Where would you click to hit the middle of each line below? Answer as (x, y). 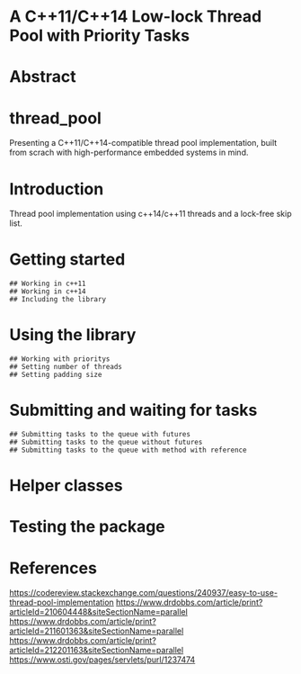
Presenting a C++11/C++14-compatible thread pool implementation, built (143, 143)
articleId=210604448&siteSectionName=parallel (99, 612)
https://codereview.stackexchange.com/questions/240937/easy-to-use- (144, 593)
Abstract (43, 77)
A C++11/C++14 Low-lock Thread (136, 17)
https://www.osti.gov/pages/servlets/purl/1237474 (102, 660)
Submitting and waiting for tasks (133, 410)
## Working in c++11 (48, 284)
